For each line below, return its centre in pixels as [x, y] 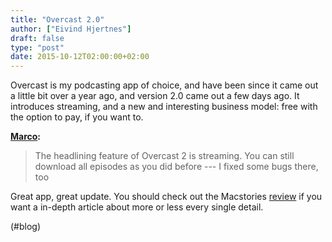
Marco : [26, 137]
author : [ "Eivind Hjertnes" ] [71, 29]
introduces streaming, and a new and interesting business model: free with [164, 107]
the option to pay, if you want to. [77, 117]
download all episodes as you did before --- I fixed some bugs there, [176, 167]
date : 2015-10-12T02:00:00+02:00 [80, 57]
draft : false [37, 38]
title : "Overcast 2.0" [57, 19]
